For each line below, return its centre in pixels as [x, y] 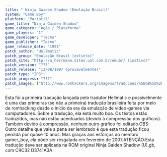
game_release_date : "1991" [33, 47]
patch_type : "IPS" [24, 74]
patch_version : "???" [28, 65]
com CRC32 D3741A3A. [29, 150]
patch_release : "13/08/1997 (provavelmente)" [53, 70]
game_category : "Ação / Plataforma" [43, 28]
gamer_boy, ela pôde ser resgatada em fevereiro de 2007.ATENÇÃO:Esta [80, 140]
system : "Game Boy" [25, 14]
